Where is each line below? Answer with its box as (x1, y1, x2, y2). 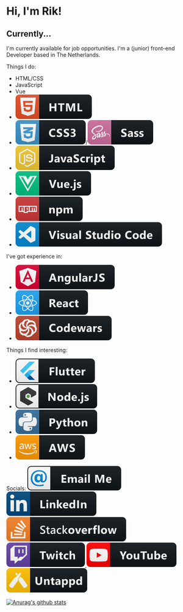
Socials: (6, 485, 26, 492)
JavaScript (15, 81, 43, 88)
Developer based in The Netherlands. (6, 51, 101, 59)
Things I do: (6, 63, 37, 70)
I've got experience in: (6, 253, 63, 260)
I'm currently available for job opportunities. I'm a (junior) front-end (6, 44, 175, 52)
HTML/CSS (15, 75, 44, 82)
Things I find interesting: (6, 346, 68, 354)
